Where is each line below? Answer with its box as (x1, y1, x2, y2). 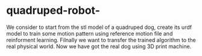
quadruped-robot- (6, 4, 101, 17)
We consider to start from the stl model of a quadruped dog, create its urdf (6, 23, 192, 31)
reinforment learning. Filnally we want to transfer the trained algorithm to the (6, 36, 196, 43)
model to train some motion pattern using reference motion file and (6, 30, 173, 37)
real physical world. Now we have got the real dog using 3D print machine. (6, 43, 192, 50)
